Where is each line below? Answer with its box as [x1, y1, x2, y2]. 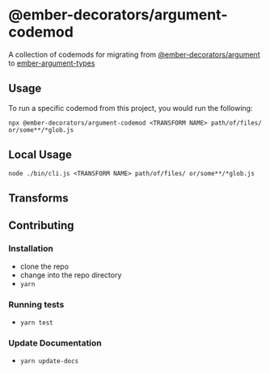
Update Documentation [8, 337, 103, 349]
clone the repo [19, 261, 70, 271]
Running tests [8, 299, 65, 310]
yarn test [19, 318, 54, 327]
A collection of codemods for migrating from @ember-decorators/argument [8, 49, 260, 59]
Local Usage [8, 148, 73, 162]
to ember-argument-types [8, 58, 95, 68]
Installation [8, 243, 54, 254]
